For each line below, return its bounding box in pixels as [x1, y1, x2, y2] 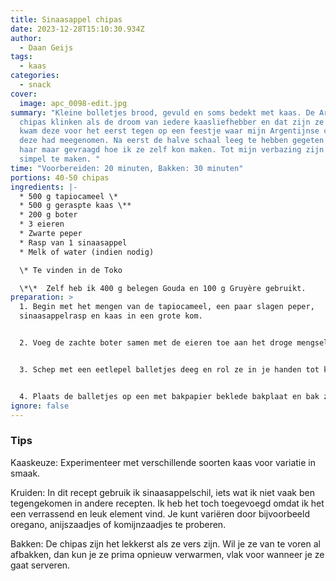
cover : [10, 89, 38, 99]
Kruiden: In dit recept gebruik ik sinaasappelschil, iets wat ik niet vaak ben [10, 486, 315, 498]
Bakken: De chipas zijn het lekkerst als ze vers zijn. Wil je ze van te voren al [10, 537, 321, 550]
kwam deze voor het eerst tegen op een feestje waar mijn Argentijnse [19, 126, 320, 136]
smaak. [10, 467, 41, 479]
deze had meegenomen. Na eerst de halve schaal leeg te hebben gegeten [19, 136, 325, 146]
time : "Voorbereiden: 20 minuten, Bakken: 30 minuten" [10, 163, 244, 173]
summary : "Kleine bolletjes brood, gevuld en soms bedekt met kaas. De [10, 107, 315, 118]
